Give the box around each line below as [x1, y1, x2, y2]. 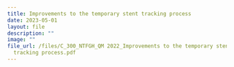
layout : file [7, 23, 45, 30]
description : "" [7, 29, 54, 37]
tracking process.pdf [13, 50, 77, 57]
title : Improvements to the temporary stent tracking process [7, 10, 192, 17]
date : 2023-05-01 [7, 17, 58, 24]
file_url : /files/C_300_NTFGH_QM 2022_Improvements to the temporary [7, 43, 214, 50]
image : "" [7, 36, 36, 43]
